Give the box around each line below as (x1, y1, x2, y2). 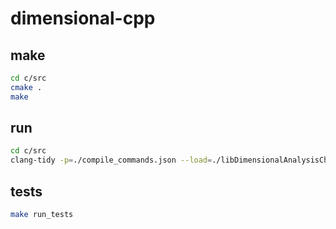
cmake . (10, 82, 43, 92)
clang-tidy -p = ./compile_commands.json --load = (10, 155, 213, 166)
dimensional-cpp (10, 7, 156, 30)
